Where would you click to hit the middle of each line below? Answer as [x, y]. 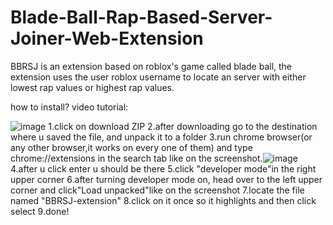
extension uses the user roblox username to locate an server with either [158, 77]
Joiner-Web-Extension [107, 38]
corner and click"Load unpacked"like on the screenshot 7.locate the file [157, 190]
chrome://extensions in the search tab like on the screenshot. [136, 158]
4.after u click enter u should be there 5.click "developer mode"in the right [163, 168]
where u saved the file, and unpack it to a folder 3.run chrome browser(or [161, 137]
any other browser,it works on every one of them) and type [131, 147]
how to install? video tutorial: [69, 107]
